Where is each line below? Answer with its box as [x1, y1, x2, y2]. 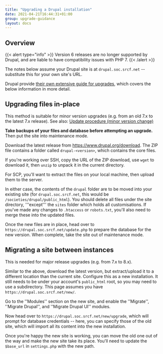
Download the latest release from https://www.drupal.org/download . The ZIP [5, 142, 158, 148]
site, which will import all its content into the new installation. [5, 323, 126, 329]
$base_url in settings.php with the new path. [5, 343, 95, 349]
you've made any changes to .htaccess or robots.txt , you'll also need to [5, 206, 151, 212]
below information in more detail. [5, 86, 71, 92]
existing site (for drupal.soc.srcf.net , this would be [5, 191, 109, 197]
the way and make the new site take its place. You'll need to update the [5, 338, 147, 344]
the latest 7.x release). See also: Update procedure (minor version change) [5, 118, 154, 124]
